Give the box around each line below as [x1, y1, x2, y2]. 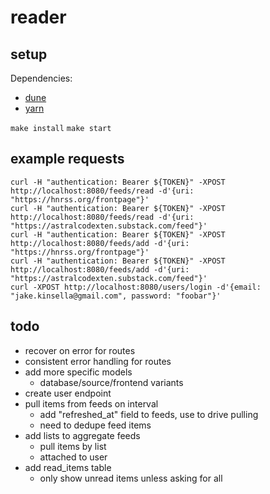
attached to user [39, 451, 108, 463]
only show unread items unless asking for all [39, 472, 223, 484]
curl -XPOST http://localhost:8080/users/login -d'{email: [10, 282, 262, 292]
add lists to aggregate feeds [24, 429, 141, 441]
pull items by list [39, 440, 107, 452]
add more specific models [24, 366, 133, 378]
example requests [10, 151, 125, 168]
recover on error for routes [24, 344, 136, 356]
